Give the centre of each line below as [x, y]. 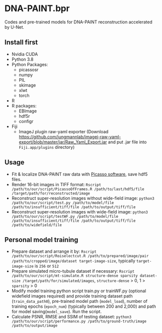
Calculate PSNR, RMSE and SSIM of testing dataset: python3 [72, 317]
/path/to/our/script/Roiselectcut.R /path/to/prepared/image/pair [80, 256]
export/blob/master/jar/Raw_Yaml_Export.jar [63, 142]
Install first [21, 43]
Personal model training [41, 239]
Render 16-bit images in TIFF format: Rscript [56, 184]
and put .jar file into [127, 142]
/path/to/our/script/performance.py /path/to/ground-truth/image [79, 321]
